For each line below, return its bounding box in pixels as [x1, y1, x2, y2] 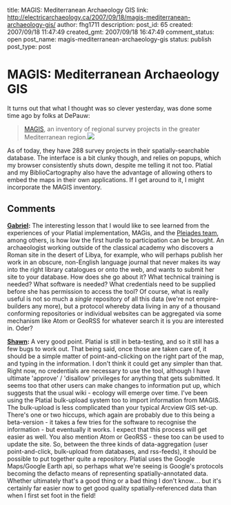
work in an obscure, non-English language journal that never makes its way [7, 258, 221, 266]
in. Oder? [7, 324, 33, 332]
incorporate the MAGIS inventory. [7, 183, 102, 191]
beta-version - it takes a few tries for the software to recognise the [7, 417, 197, 426]
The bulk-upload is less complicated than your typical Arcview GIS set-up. [7, 403, 219, 411]
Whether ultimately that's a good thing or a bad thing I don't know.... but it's [7, 476, 222, 485]
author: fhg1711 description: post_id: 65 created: [57, 21, 193, 28]
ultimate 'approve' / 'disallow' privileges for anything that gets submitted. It [7, 374, 220, 382]
